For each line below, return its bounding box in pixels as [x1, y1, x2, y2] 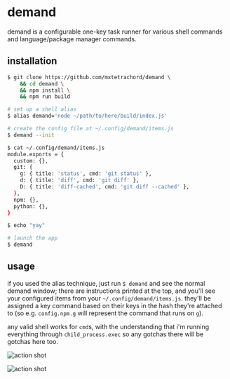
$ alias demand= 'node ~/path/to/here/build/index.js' [7, 113, 168, 120]
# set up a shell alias [7, 106, 77, 113]
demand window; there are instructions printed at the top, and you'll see [7, 287, 216, 295]
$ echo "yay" [7, 222, 46, 229]
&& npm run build [20, 93, 71, 100]
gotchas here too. [7, 337, 58, 345]
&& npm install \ [20, 87, 71, 94]
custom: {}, [13, 157, 49, 165]
